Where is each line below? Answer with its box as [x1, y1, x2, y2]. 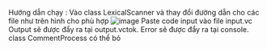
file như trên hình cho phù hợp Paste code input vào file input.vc [8, 16, 252, 26]
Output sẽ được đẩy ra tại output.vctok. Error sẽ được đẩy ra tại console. [8, 25, 249, 34]
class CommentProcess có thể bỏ [8, 33, 121, 43]
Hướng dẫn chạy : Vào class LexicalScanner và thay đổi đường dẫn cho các [8, 8, 260, 17]
